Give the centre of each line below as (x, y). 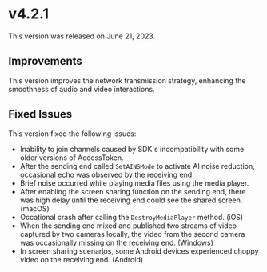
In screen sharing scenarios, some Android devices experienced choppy (139, 251)
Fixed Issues (40, 114)
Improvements (45, 61)
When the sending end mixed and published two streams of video (128, 226)
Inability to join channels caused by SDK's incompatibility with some (132, 149)
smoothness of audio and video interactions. (82, 89)
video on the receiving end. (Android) (82, 259)
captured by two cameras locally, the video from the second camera (132, 234)
